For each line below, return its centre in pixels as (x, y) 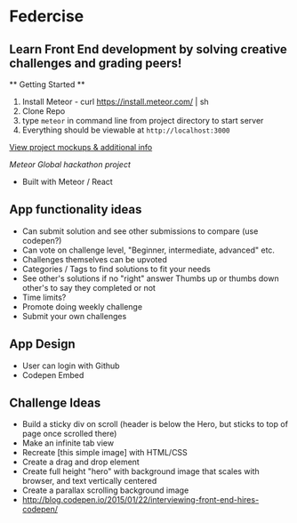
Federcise (47, 16)
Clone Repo (44, 111)
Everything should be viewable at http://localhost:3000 (126, 130)
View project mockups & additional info (81, 147)
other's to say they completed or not (88, 287)
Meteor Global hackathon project (70, 165)
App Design (42, 344)
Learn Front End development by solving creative (148, 49)
